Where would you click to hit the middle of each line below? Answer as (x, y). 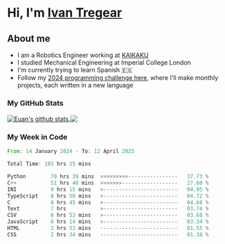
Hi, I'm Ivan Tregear (65, 13)
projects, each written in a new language (75, 85)
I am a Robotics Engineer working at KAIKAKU (83, 55)
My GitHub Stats (35, 103)
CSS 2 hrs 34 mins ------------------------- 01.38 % (108, 234)
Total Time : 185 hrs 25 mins (49, 164)
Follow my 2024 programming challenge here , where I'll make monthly (118, 78)
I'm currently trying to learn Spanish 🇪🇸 (75, 70)
